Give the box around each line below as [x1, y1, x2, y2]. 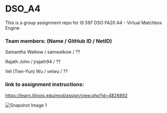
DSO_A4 [5, 3, 41, 15]
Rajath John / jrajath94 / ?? [5, 59, 61, 65]
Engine [5, 25, 20, 31]
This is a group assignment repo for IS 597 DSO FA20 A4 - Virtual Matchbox [5, 20, 162, 26]
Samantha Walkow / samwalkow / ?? [5, 49, 80, 55]
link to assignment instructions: [5, 81, 84, 88]
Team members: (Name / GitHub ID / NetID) [5, 37, 112, 44]
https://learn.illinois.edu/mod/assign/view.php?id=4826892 [5, 92, 128, 98]
